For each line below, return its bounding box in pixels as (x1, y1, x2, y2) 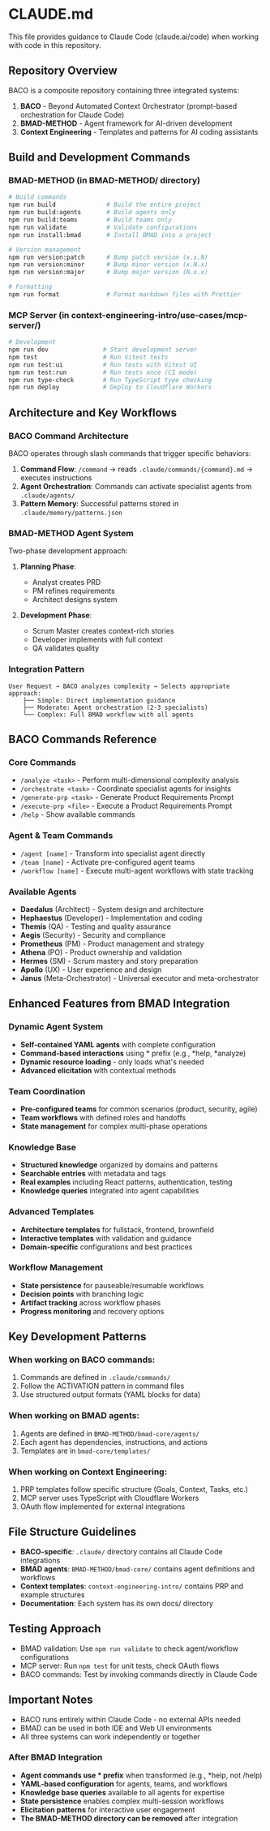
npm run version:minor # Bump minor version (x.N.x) (8, 260, 208, 269)
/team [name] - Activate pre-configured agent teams (19, 857, 195, 866)
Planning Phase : (19, 561, 77, 572)
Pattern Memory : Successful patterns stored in (19, 499, 179, 509)
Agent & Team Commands (8, 830, 114, 841)
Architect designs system (32, 595, 118, 604)
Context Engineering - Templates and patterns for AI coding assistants (19, 127, 259, 136)
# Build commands (8, 193, 67, 201)
